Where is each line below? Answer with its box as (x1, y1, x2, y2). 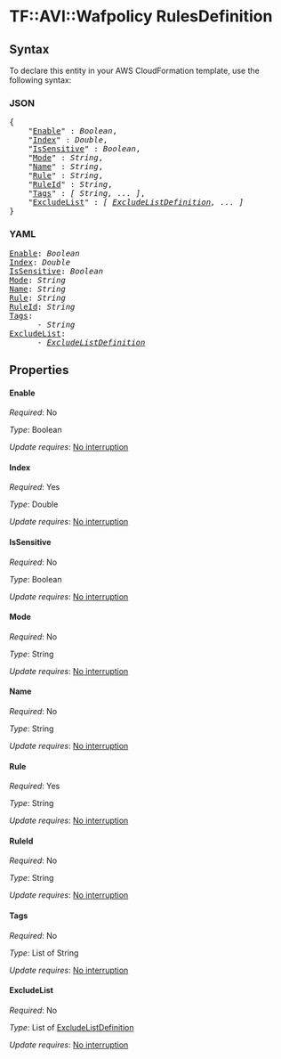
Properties (9, 363, 69, 378)
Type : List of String (9, 947, 79, 958)
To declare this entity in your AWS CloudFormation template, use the (9, 65, 260, 76)
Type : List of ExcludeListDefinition (9, 1022, 134, 1032)
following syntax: (9, 75, 72, 86)
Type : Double (9, 499, 59, 509)
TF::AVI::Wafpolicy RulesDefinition (9, 6, 273, 27)
